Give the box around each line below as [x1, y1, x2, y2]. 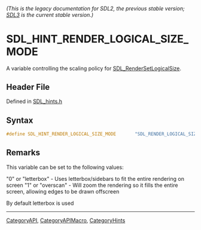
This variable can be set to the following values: [6, 164, 124, 171]
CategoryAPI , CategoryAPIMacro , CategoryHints [6, 216, 126, 224]
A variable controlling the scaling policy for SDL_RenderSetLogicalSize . [6, 65, 181, 72]
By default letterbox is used [6, 199, 74, 207]
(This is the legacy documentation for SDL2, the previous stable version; [6, 5, 185, 12]
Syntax [6, 115, 33, 125]
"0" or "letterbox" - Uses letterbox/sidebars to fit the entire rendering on [6, 175, 184, 182]
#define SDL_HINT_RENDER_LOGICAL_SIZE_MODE [6, 131, 117, 137]
